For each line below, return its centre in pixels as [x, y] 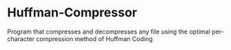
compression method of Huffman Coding [95, 38]
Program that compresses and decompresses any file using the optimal [109, 32]
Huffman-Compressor [72, 13]
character [21, 38]
